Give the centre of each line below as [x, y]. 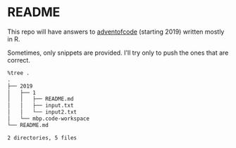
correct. [19, 60]
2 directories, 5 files [42, 137]
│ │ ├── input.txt [41, 106]
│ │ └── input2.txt [42, 112]
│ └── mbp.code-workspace [49, 119]
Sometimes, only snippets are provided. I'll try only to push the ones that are [118, 53]
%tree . [19, 73]
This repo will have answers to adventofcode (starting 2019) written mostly [116, 32]
